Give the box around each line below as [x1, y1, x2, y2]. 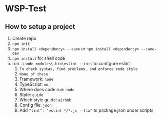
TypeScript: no [19, 81, 49, 87]
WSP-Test [5, 3, 46, 14]
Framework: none [19, 76, 54, 82]
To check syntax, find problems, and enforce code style [19, 67, 138, 71]
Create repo [12, 35, 37, 41]
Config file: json [19, 102, 52, 108]
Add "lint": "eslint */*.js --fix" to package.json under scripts [19, 107, 154, 113]
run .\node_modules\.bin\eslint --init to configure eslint [12, 61, 130, 66]
